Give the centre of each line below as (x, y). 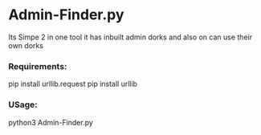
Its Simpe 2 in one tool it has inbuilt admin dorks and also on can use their (130, 37)
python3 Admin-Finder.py (51, 122)
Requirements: (38, 66)
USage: (23, 104)
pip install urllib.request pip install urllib (73, 84)
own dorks (26, 45)
